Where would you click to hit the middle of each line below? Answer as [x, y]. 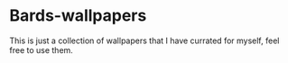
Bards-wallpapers [78, 16]
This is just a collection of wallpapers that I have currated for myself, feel [144, 40]
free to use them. [42, 49]
